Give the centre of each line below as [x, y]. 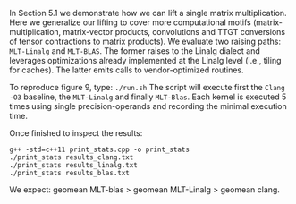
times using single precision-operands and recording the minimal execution [148, 106]
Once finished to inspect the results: [76, 133]
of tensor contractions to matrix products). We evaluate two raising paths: [145, 41]
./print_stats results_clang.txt [72, 157]
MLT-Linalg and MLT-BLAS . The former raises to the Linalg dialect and [135, 51]
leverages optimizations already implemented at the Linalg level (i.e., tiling [145, 60]
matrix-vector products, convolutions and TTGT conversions [174, 32]
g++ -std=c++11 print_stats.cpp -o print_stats [100, 149]
